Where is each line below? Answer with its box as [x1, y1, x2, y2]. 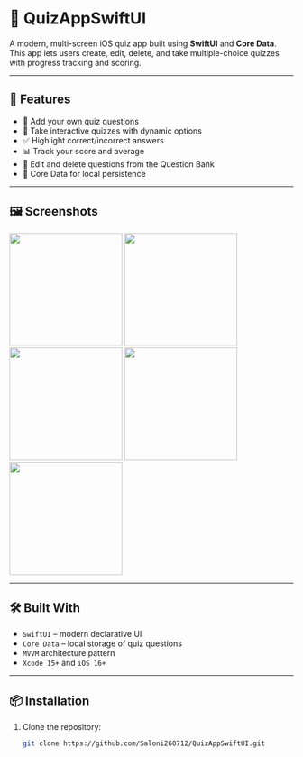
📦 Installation [9, 693, 90, 708]
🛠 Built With [9, 600, 81, 615]
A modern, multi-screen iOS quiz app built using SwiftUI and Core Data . [9, 38, 277, 49]
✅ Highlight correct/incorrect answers [22, 134, 164, 145]
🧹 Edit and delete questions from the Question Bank [22, 158, 215, 170]
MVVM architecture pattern [22, 648, 115, 659]
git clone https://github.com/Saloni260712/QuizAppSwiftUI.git [22, 739, 266, 748]
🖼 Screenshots [9, 204, 99, 219]
